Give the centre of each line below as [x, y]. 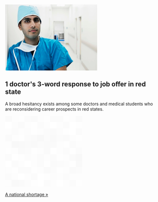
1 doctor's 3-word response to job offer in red [75, 84]
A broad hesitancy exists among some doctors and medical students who [79, 104]
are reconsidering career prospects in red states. [54, 109]
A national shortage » [27, 194]
